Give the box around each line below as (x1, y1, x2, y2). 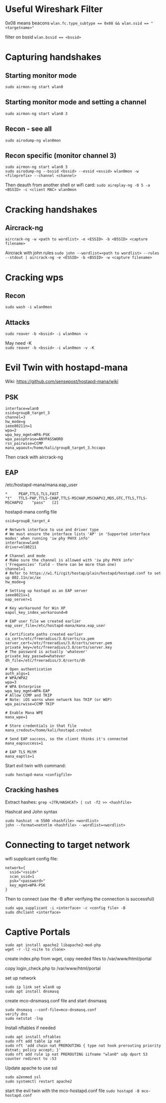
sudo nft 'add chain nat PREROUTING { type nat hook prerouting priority (5, 1043, 162, 1048)
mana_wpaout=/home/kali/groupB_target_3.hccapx (5, 445, 106, 450)
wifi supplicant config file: (5, 855, 58, 861)
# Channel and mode (5, 553, 46, 558)
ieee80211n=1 (5, 423, 32, 428)
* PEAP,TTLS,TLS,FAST (5, 491, 59, 496)
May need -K (5, 340, 32, 346)
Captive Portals (5, 926, 71, 938)
